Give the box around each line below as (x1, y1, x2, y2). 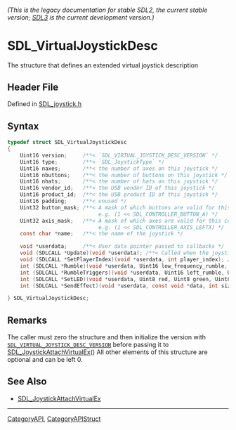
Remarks (7, 314, 48, 326)
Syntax (7, 120, 39, 132)
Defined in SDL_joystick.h (7, 100, 82, 108)
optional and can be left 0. (7, 356, 83, 364)
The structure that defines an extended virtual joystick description (7, 60, 199, 70)
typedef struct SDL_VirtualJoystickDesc (7, 139, 128, 146)
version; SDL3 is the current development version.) (7, 13, 155, 21)
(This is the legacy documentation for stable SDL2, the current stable (7, 6, 208, 14)
